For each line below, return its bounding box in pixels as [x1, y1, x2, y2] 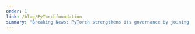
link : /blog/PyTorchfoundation [6, 14, 82, 20]
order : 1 [6, 8, 27, 14]
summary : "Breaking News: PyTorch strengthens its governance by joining [6, 19, 190, 25]
